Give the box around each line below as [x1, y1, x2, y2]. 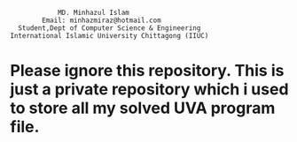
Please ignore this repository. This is [10, 61, 285, 81]
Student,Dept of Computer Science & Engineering [18, 24, 201, 33]
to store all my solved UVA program [10, 98, 276, 118]
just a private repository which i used [10, 79, 289, 100]
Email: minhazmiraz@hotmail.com [42, 16, 162, 25]
